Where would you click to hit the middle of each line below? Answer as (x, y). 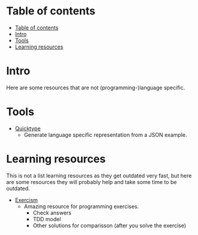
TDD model (47, 219)
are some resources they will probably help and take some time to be (91, 182)
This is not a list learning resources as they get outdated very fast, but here (99, 176)
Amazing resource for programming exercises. (81, 206)
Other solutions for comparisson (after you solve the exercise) (109, 225)
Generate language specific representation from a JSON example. (105, 135)
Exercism (26, 200)
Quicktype (28, 128)
